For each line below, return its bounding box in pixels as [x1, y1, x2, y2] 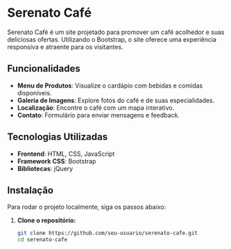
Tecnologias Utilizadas [7, 131, 108, 143]
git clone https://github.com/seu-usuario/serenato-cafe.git [17, 230, 198, 237]
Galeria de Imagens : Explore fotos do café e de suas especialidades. [17, 96, 215, 104]
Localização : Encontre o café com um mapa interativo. [17, 103, 175, 112]
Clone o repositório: [17, 216, 76, 225]
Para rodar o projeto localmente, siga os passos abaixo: [7, 203, 166, 211]
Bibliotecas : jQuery [17, 164, 74, 172]
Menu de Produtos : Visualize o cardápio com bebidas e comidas [17, 81, 203, 90]
